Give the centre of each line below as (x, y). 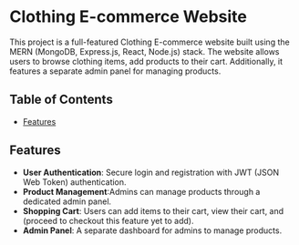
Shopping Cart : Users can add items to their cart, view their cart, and (153, 210)
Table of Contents (62, 100)
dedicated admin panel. (67, 201)
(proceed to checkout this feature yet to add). (108, 220)
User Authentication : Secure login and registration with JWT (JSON (151, 172)
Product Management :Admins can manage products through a (141, 191)
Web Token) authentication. (74, 182)
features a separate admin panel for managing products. (115, 71)
